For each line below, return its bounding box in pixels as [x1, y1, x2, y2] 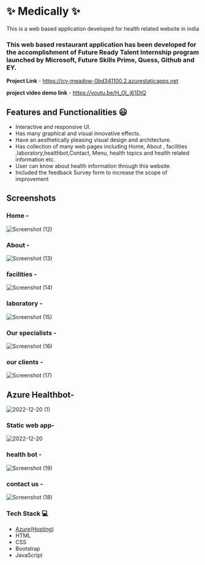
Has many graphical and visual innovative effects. [15, 130, 141, 137]
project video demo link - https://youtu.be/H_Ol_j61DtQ [6, 89, 147, 96]
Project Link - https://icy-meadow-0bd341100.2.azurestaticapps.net [6, 77, 179, 85]
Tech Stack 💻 [6, 509, 49, 518]
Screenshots [6, 193, 56, 204]
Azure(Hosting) [15, 526, 54, 533]
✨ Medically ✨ [6, 4, 81, 18]
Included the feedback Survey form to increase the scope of [15, 169, 168, 176]
